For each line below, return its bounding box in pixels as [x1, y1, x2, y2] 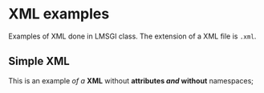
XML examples [8, 5, 110, 23]
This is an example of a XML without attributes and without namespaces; [8, 75, 254, 85]
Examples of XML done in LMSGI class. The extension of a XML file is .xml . [8, 31, 257, 41]
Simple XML [8, 55, 70, 68]
